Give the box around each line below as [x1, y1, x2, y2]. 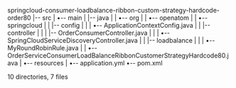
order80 [7, 13, 31, 22]
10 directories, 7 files [7, 72, 69, 81]
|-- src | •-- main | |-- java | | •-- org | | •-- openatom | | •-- [32, 13, 208, 22]
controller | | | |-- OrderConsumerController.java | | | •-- [7, 28, 171, 37]
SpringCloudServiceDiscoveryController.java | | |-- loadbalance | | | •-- [7, 36, 215, 45]
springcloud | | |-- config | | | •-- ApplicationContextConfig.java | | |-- [7, 21, 211, 29]
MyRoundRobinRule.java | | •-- [7, 44, 97, 52]
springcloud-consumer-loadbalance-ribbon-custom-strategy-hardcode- [7, 6, 220, 14]
